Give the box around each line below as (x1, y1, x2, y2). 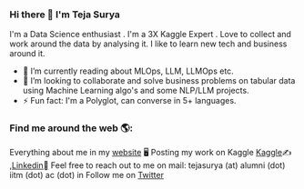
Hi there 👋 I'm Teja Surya (9, 8, 121, 21)
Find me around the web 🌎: (9, 122, 134, 134)
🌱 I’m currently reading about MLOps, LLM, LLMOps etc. (22, 65, 234, 76)
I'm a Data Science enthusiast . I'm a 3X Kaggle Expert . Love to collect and (9, 29, 291, 40)
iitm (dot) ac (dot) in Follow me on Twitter (9, 169, 164, 180)
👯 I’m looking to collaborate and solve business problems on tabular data (22, 75, 296, 86)
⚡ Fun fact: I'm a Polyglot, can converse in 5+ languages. (22, 95, 237, 106)
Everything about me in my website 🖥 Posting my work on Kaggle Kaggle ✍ (9, 146, 292, 157)
